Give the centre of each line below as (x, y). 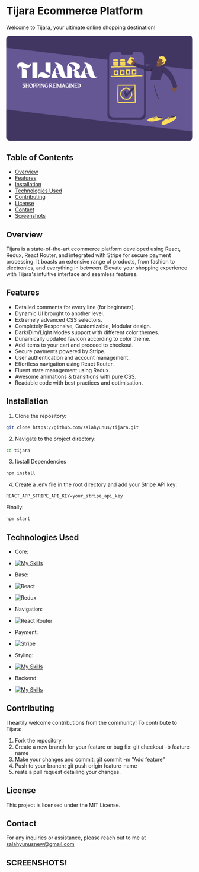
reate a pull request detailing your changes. (68, 772)
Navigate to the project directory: (55, 439)
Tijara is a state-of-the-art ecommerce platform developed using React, (94, 249)
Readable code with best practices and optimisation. (79, 383)
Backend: (26, 678)
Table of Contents (40, 158)
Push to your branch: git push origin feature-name (76, 765)
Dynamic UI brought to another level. (60, 313)
